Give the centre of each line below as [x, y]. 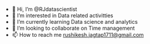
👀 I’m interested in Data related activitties [62, 15]
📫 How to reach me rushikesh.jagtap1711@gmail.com [78, 35]
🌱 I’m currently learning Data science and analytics [75, 22]
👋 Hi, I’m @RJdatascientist [44, 9]
